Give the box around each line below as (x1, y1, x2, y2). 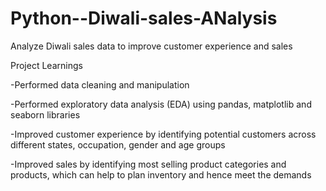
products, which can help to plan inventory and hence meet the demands (10, 168, 312, 181)
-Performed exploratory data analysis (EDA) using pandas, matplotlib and (10, 98, 312, 110)
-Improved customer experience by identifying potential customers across (10, 128, 317, 140)
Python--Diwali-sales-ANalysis (10, 7, 278, 30)
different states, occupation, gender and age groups (10, 138, 226, 151)
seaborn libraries (10, 108, 81, 121)
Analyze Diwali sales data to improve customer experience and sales (10, 40, 293, 52)
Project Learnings (10, 59, 83, 71)
